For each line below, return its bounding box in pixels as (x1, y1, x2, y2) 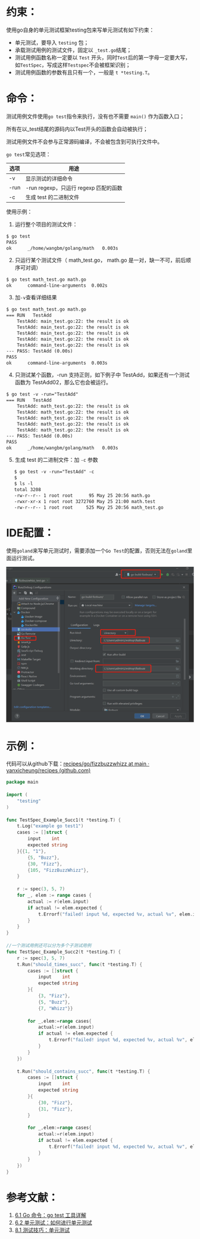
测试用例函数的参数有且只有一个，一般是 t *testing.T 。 (14, 69, 153, 76)
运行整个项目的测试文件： (14, 221, 78, 228)
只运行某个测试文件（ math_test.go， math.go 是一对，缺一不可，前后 (14, 256, 186, 263)
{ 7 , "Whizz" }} (37, 1005, 73, 1011)
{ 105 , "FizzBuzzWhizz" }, (27, 867, 89, 873)
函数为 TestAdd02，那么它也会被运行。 (14, 378, 111, 386)
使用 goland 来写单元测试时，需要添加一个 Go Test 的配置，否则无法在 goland (6, 546, 187, 554)
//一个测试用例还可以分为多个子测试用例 (6, 943, 92, 949)
